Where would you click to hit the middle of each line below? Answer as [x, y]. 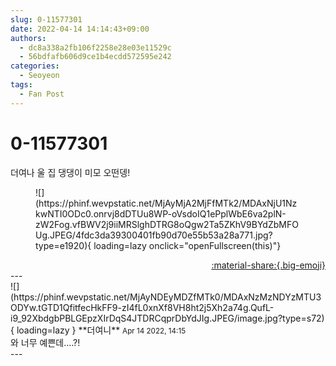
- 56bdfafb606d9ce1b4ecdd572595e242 [95, 57]
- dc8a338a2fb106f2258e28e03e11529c [95, 47]
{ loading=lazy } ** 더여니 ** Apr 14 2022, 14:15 [98, 330]
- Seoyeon [39, 76]
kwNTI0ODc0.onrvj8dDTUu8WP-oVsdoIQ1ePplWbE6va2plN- [161, 213]
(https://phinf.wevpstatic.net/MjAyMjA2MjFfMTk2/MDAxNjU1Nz [166, 203]
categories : [35, 66]
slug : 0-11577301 [46, 19]
